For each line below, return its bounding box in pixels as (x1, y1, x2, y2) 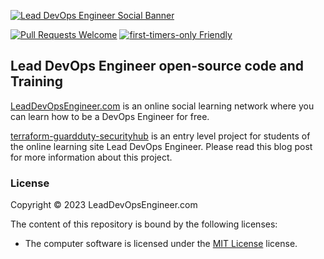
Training (10, 73, 64, 90)
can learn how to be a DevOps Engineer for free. (10, 110, 210, 122)
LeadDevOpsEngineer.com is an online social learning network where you (10, 100, 315, 112)
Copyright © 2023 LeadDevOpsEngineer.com (10, 199, 198, 211)
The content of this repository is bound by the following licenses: (10, 218, 278, 230)
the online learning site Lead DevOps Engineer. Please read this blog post (10, 140, 313, 152)
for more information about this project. (10, 151, 173, 163)
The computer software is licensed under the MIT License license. (24, 238, 298, 250)
